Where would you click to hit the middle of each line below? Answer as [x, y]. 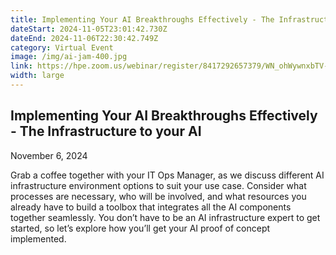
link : [21, 66]
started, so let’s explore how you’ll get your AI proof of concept [140, 228]
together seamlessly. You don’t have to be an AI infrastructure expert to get [165, 217]
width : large [37, 76]
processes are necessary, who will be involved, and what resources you [158, 196]
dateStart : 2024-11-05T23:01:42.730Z [89, 29]
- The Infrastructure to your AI [106, 131]
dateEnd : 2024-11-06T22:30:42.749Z [84, 38]
